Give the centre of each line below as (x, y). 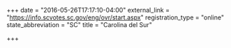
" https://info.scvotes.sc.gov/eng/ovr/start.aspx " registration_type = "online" (115, 17)
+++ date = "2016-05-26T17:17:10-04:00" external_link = (88, 10)
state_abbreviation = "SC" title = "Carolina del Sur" (80, 25)
